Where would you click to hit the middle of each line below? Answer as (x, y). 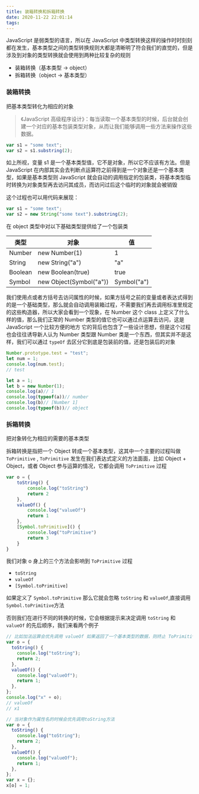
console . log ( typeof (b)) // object (47, 408)
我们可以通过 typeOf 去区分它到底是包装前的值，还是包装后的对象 (96, 342)
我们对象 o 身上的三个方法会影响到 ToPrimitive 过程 (69, 561)
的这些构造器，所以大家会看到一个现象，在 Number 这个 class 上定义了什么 (98, 312)
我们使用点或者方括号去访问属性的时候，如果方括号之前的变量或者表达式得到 (99, 297)
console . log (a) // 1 (30, 392)
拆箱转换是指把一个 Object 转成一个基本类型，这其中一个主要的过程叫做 (94, 451)
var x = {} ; (21, 780)
